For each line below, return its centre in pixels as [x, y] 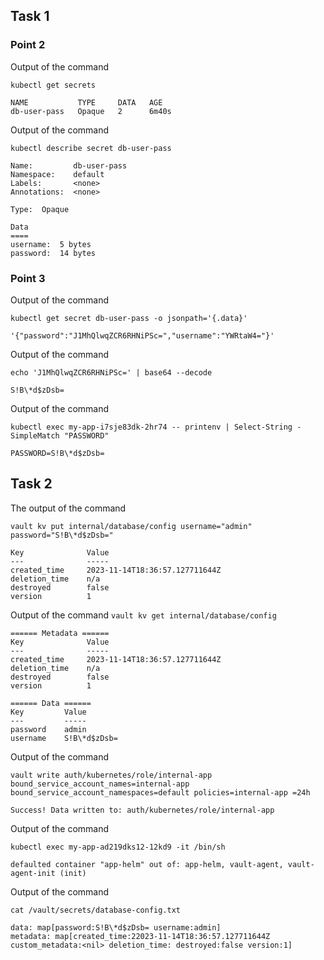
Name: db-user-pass [69, 165]
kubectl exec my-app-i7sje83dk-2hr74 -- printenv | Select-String [151, 427]
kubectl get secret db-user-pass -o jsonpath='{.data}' [129, 318]
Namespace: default [57, 174]
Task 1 [30, 16]
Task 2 [31, 484]
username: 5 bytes [51, 244]
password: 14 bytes [53, 253]
